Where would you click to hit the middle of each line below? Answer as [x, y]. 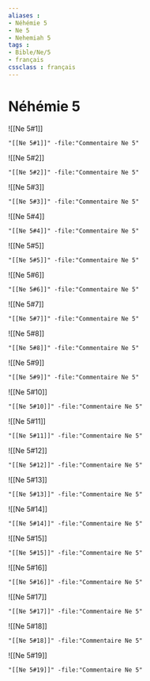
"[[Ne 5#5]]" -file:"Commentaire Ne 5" [74, 260]
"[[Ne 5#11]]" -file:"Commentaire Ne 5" [76, 436]
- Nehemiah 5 [30, 38]
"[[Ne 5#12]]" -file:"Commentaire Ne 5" [76, 465]
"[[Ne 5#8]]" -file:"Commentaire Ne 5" [74, 348]
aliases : [24, 15]
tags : [19, 45]
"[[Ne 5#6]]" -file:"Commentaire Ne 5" [74, 289]
